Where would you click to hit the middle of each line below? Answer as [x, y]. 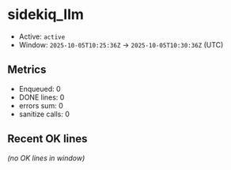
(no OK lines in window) [46, 158]
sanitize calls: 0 [44, 114]
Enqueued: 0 [40, 89]
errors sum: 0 [41, 105]
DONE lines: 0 [42, 97]
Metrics [27, 70]
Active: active [42, 36]
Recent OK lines [47, 139]
